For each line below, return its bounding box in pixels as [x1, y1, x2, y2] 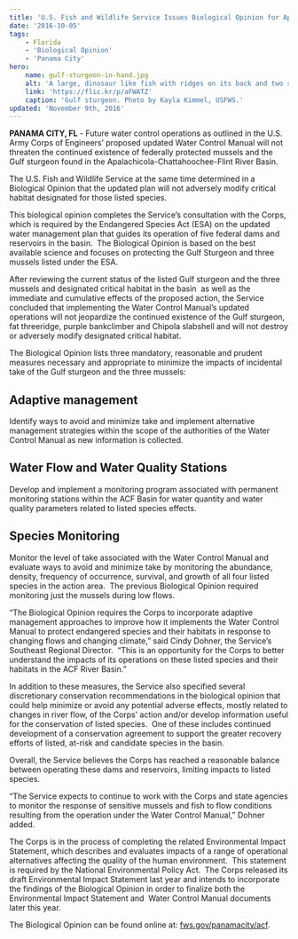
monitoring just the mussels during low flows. [9, 589, 176, 600]
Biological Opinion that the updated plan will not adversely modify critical [9, 183, 277, 193]
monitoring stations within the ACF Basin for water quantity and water [9, 493, 263, 504]
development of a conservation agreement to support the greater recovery [9, 728, 282, 738]
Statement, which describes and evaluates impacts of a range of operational [9, 845, 288, 856]
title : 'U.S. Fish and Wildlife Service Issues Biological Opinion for [9, 12, 279, 22]
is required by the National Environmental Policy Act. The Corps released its [9, 864, 288, 875]
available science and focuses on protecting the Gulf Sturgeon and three [9, 248, 275, 258]
